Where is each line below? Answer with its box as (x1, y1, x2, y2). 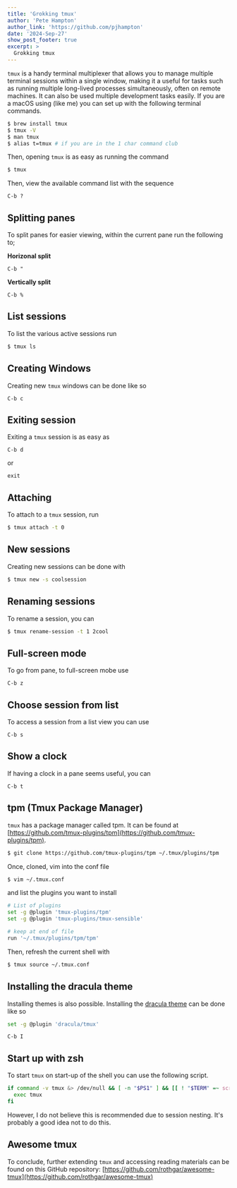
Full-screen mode (7, 647, 87, 659)
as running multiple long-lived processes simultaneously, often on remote (7, 84, 221, 92)
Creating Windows (7, 363, 92, 375)
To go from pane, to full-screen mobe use (7, 666, 129, 675)
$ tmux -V (7, 126, 37, 134)
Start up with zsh (7, 1052, 84, 1064)
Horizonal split (7, 252, 51, 260)
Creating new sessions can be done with (7, 562, 126, 570)
